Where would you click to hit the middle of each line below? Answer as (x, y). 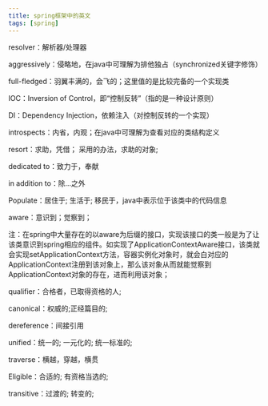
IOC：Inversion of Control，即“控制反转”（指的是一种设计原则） (113, 98)
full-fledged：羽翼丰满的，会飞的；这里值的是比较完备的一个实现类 (119, 81)
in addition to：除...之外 (47, 183)
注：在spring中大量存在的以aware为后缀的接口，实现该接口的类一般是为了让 (134, 234)
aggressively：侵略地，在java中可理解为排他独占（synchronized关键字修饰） (135, 64)
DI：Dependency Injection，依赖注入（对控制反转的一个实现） (111, 115)
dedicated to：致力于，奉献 (54, 166)
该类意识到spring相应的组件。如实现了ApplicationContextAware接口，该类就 (134, 244)
